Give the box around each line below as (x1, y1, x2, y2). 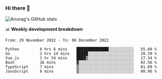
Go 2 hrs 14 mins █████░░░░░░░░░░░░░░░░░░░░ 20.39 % (5, 51, 157, 56)
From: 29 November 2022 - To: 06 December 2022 (5, 38, 109, 43)
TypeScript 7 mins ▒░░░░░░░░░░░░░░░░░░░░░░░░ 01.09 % (5, 64, 157, 70)
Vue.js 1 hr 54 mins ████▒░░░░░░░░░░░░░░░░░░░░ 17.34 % (5, 56, 157, 61)
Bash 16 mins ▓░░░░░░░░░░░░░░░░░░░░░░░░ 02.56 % (5, 60, 157, 65)
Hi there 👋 (5, 5, 31, 12)
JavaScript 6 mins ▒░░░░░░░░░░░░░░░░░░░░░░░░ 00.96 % (5, 69, 157, 74)
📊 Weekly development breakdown (5, 26, 83, 32)
